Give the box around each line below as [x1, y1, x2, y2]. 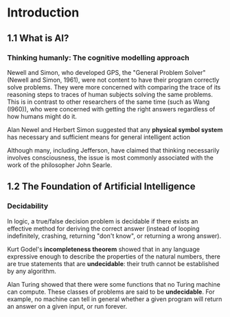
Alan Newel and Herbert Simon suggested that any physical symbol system [7, 125, 223, 133]
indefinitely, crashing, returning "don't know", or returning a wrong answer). [7, 232, 222, 240]
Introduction [7, 5, 80, 21]
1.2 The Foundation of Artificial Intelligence [7, 181, 196, 193]
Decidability [7, 201, 49, 211]
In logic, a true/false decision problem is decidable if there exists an [7, 217, 198, 225]
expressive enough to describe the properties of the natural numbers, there [7, 252, 221, 261]
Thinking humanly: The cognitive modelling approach [7, 53, 190, 63]
